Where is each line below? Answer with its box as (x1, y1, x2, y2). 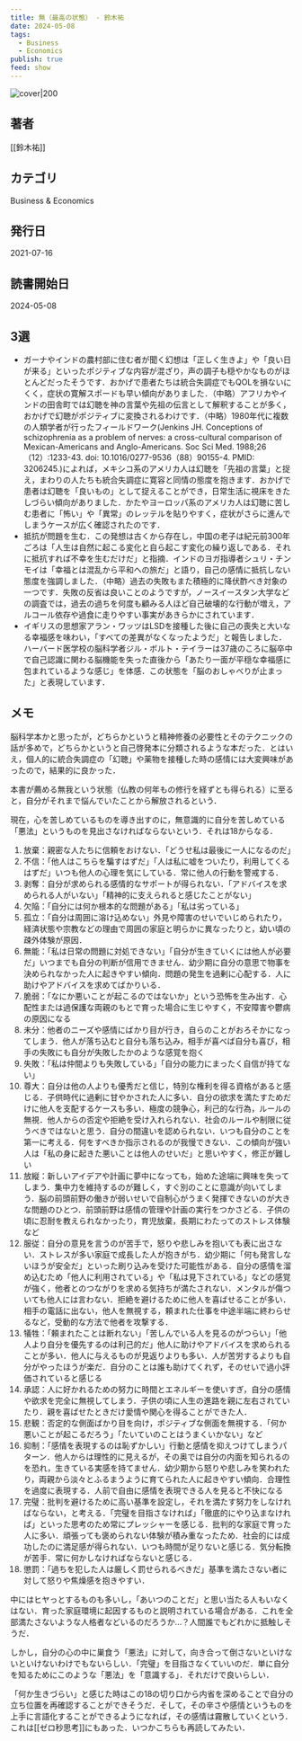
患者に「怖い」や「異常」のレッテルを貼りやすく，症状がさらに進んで (31, 508, 291, 519)
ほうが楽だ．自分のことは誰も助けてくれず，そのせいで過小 (62, 1361, 282, 1372)
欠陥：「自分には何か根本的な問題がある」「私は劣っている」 (22, 901, 244, 911)
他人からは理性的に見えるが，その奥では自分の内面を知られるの (54, 1451, 290, 1461)
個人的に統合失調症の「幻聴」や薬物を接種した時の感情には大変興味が (25, 753, 286, 764)
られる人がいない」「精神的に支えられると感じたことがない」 (31, 889, 256, 900)
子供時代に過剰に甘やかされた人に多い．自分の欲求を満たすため (47, 1091, 284, 1102)
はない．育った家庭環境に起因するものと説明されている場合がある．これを (10, 1605, 286, 1616)
